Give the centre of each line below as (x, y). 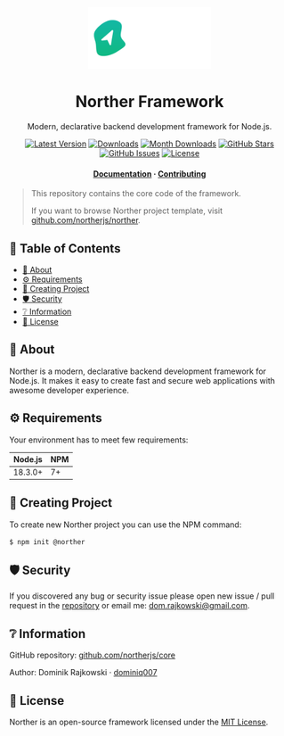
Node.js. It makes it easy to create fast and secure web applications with (142, 380)
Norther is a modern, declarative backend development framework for (138, 371)
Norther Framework (150, 102)
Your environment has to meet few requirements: (99, 440)
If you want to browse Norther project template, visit (127, 211)
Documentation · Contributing (150, 174)
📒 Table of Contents (65, 248)
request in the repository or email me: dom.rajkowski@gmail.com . (130, 606)
